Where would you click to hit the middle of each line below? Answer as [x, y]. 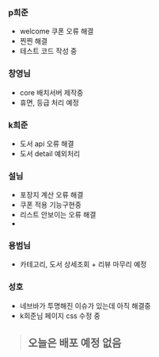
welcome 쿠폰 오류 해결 [57, 31]
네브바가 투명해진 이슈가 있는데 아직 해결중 [85, 305]
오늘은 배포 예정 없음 [74, 343]
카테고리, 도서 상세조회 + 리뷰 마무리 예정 [83, 264]
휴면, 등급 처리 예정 [49, 102]
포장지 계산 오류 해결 [51, 195]
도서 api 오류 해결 [47, 144]
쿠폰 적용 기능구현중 [50, 205]
